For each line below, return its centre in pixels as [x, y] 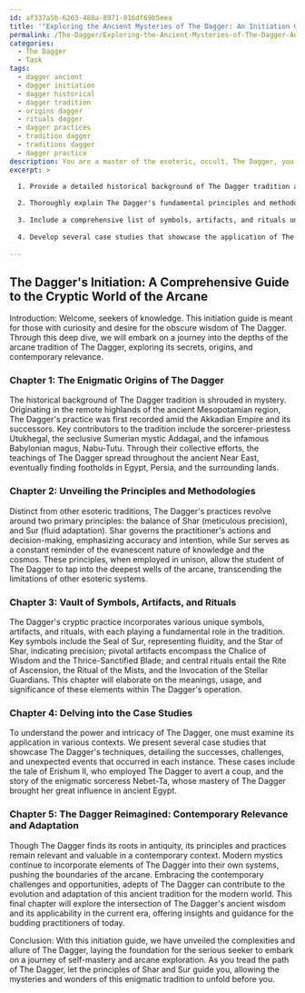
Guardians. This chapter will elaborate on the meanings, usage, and [136, 680]
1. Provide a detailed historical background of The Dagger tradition [154, 186]
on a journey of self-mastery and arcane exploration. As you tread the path [149, 959]
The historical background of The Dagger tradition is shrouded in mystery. [148, 400]
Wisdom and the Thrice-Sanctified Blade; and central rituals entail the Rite [148, 660]
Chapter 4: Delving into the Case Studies [101, 713]
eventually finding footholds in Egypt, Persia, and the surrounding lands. [144, 468]
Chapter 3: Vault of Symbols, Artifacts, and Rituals [123, 602]
